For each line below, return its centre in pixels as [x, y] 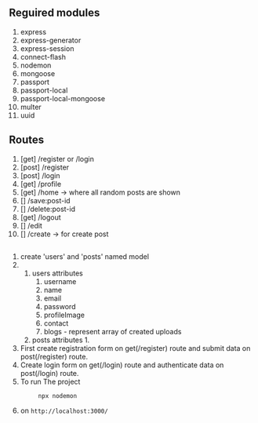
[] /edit [31, 225]
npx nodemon [58, 396]
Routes [27, 140]
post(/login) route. [49, 374]
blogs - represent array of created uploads [113, 332]
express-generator [51, 40]
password [60, 307]
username [60, 282]
